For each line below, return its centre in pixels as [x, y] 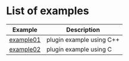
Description [83, 30]
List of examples [48, 11]
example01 [25, 40]
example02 [25, 49]
